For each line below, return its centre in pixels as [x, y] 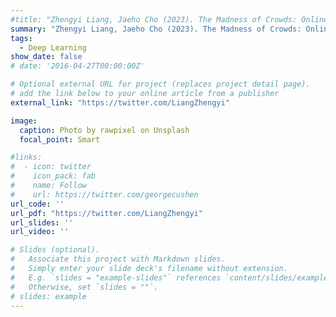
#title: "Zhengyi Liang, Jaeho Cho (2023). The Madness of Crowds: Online [169, 19]
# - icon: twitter [51, 167]
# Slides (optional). [55, 250]
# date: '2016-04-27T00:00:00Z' [77, 66]
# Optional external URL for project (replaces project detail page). [160, 84]
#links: [26, 157]
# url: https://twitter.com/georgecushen [104, 194]
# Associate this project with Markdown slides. [118, 259]
